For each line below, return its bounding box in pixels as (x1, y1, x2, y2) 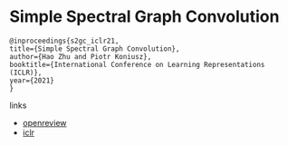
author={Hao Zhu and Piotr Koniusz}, (9, 52, 152, 61)
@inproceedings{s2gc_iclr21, (9, 36, 120, 45)
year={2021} (9, 75, 54, 85)
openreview (22, 117, 67, 128)
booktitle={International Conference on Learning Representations (9, 60, 265, 69)
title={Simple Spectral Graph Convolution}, (9, 44, 180, 54)
